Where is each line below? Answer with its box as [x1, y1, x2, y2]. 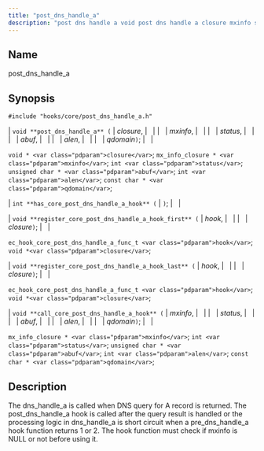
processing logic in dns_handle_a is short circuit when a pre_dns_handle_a [8, 417, 249, 427]
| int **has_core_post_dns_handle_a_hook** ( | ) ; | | [8, 198, 181, 209]
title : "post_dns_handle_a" [8, 11, 101, 20]
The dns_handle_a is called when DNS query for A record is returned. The [8, 401, 247, 410]
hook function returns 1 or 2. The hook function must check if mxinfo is [8, 426, 238, 435]
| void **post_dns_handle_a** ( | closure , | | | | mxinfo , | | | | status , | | [8, 127, 255, 136]
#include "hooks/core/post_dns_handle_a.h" [8, 113, 153, 120]
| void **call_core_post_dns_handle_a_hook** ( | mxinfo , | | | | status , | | [8, 309, 255, 318]
